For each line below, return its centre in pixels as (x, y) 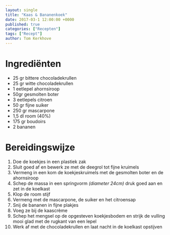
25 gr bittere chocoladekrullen (45, 78)
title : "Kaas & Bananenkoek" (36, 15)
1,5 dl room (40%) (32, 116)
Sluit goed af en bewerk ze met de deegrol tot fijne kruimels (76, 167)
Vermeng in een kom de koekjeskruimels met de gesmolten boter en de (88, 172)
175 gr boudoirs (29, 121)
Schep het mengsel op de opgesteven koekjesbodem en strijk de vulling (89, 216)
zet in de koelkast (31, 189)
